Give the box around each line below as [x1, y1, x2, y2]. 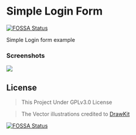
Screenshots [6, 51, 45, 60]
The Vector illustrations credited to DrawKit [21, 111, 130, 118]
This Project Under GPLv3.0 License [21, 99, 113, 106]
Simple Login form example [6, 36, 75, 43]
